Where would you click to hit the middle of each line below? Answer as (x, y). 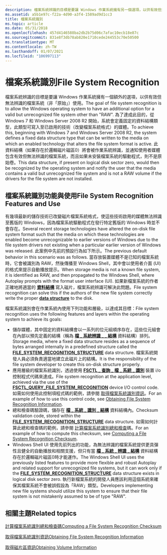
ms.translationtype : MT (30, 42)
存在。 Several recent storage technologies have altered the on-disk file (82, 229)
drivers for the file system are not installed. (49, 179)
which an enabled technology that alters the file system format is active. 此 (82, 144)
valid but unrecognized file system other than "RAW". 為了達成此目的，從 (80, 114)
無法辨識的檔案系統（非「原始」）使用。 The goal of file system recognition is (83, 103)
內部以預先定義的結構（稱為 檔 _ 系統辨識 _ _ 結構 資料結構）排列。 (85, 336)
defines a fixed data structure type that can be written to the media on (77, 138)
